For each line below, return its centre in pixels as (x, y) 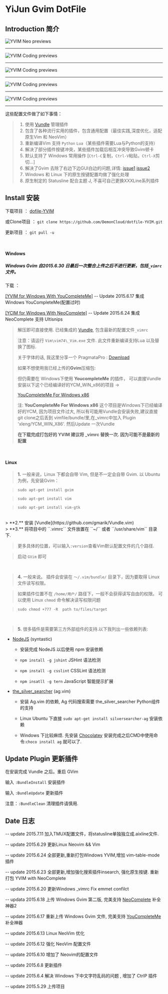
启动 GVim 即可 (32, 556)
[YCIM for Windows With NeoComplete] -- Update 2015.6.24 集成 (72, 313)
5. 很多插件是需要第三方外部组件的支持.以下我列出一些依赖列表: (83, 629)
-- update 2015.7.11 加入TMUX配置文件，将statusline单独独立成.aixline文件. (82, 834)
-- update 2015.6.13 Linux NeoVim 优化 (45, 933)
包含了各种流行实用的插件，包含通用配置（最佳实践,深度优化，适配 (93, 131)
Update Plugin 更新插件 (42, 759)
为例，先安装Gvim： (38, 480)
